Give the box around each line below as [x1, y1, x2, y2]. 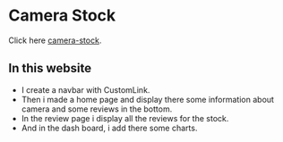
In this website [8, 61, 91, 76]
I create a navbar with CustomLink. [21, 84, 150, 95]
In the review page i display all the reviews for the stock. [21, 113, 229, 123]
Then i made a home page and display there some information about [21, 94, 275, 104]
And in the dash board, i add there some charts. [21, 122, 198, 133]
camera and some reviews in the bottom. [21, 104, 173, 114]
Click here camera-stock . [8, 35, 102, 46]
